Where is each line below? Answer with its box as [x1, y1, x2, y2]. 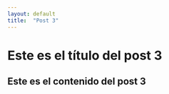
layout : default [7, 10, 56, 18]
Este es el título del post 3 [7, 47, 163, 64]
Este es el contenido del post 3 [7, 76, 146, 88]
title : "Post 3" [7, 17, 59, 24]
